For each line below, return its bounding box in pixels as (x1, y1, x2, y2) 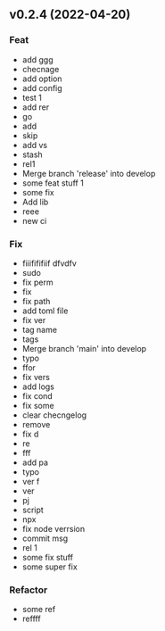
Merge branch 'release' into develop (21, 168, 156, 179)
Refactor (9, 584, 48, 596)
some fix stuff (21, 552, 74, 562)
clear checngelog (21, 410, 87, 420)
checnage (21, 63, 60, 74)
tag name (21, 324, 58, 335)
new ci (21, 215, 47, 226)
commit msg (21, 533, 69, 544)
